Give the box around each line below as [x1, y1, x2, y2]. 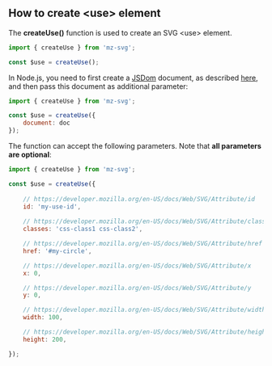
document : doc [23, 119, 70, 128]
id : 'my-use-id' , [23, 202, 82, 211]
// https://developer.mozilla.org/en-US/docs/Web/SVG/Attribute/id [23, 195, 255, 203]
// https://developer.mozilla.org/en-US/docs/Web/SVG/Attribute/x [23, 262, 252, 270]
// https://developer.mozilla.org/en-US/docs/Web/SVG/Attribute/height [23, 328, 270, 336]
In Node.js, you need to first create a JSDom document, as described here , [8, 73, 259, 82]
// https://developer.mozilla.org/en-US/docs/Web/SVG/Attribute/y [23, 284, 252, 292]
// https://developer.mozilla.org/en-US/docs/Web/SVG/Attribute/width [23, 306, 266, 314]
